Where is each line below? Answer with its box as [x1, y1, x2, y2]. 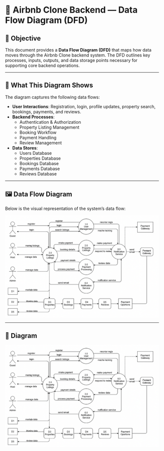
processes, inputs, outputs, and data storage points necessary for [5, 57, 138, 63]
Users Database [19, 150, 52, 156]
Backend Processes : [12, 114, 55, 120]
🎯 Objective [5, 34, 41, 42]
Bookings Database [19, 160, 59, 166]
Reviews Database [19, 170, 57, 177]
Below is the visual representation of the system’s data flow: [5, 206, 126, 211]
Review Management [19, 140, 62, 146]
